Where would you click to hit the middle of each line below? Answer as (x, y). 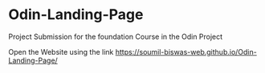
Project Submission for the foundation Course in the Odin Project (116, 36)
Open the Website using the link (61, 52)
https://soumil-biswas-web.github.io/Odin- (186, 52)
